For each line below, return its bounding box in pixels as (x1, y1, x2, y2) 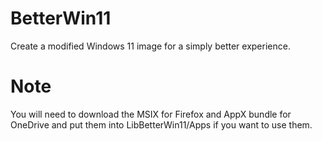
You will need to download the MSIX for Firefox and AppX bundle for (10, 108, 292, 120)
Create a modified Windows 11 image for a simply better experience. (10, 40, 291, 52)
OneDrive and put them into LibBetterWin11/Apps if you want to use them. (10, 118, 313, 131)
